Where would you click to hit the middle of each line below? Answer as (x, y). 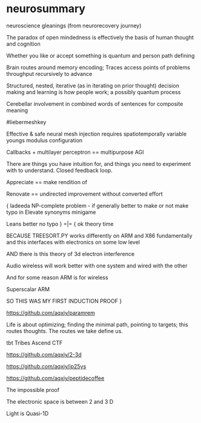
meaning (17, 110)
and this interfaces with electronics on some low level (73, 242)
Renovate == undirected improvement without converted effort (84, 194)
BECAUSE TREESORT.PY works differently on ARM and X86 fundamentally (99, 235)
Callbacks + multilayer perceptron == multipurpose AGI (75, 152)
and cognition (23, 44)
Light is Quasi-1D (28, 413)
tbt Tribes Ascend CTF (35, 343)
